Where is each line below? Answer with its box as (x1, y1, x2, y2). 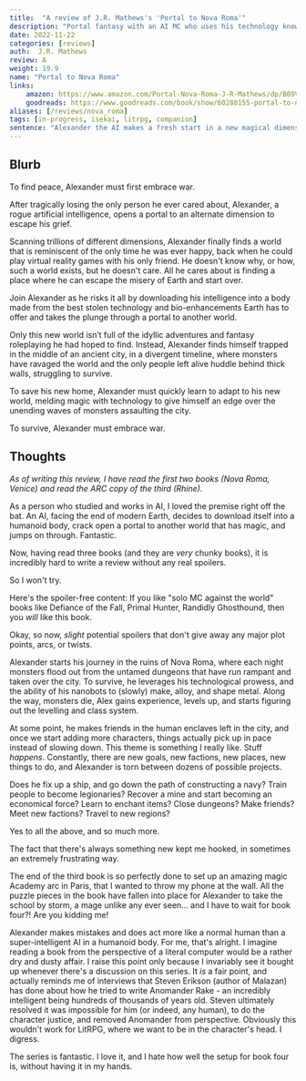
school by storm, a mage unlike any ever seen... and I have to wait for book (9, 899, 291, 911)
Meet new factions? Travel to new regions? (9, 808, 171, 819)
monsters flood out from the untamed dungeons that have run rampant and (9, 666, 291, 677)
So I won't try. (9, 575, 62, 586)
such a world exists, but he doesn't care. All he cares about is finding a (9, 265, 276, 276)
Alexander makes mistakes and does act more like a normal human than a (9, 926, 286, 938)
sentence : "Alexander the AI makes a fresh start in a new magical (9, 124, 271, 133)
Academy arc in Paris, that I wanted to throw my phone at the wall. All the (9, 880, 284, 891)
